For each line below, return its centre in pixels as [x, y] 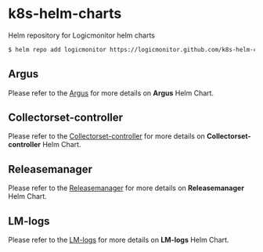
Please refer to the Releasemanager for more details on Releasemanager [126, 188]
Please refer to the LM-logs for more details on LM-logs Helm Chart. [119, 240]
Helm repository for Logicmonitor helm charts [81, 35]
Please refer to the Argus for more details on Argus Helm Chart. [111, 93]
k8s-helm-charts [65, 14]
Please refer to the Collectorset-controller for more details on [107, 136]
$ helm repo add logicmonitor [58, 49]
